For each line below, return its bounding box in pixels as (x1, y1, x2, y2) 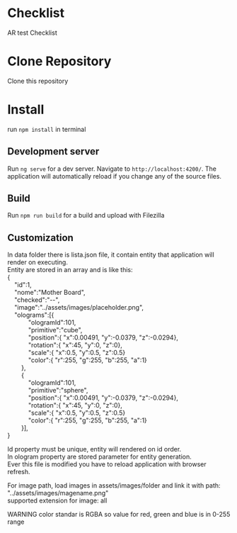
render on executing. (7, 258, 69, 266)
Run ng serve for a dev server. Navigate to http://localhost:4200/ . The (7, 164, 217, 173)
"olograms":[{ (13, 310, 54, 320)
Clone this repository (7, 77, 69, 85)
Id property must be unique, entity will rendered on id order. (7, 445, 182, 454)
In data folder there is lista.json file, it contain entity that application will (7, 250, 214, 259)
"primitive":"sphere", (28, 386, 88, 395)
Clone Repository (7, 53, 112, 69)
